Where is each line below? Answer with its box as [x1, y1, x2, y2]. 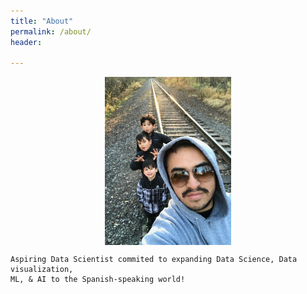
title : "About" [10, 16, 74, 26]
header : [10, 37, 43, 47]
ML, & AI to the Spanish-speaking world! [10, 274, 186, 284]
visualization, [10, 264, 74, 274]
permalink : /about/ [10, 26, 92, 37]
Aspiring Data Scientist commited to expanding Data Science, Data [10, 254, 298, 264]
